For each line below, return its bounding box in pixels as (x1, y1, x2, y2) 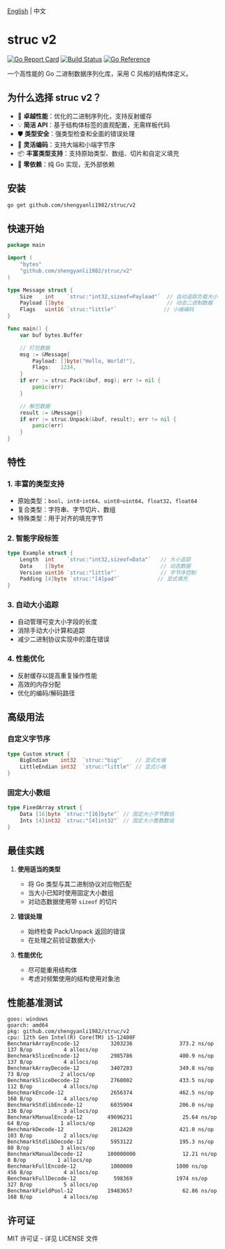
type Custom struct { (7, 750, 71, 758)
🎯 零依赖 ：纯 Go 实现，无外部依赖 (17, 160, 115, 168)
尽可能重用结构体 (27, 965, 78, 974)
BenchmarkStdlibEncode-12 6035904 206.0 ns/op (7, 1102, 215, 1109)
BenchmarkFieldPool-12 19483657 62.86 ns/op (7, 1187, 217, 1194)
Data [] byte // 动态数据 (20, 562, 191, 570)
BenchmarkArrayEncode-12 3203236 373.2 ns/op (7, 1040, 215, 1047)
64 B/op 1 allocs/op (7, 1120, 96, 1127)
